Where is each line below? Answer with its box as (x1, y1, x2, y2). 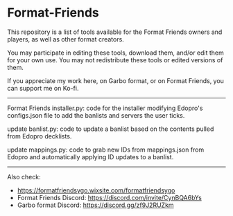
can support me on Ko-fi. (7, 84, 79, 92)
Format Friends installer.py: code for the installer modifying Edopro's (7, 104, 203, 112)
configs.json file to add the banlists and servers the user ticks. (7, 111, 185, 119)
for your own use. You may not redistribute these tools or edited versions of (7, 55, 223, 64)
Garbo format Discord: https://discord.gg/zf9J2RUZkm (17, 201, 175, 209)
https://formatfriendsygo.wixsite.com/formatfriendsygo (17, 186, 175, 195)
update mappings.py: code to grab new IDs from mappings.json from (7, 145, 205, 154)
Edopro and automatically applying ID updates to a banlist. (7, 152, 174, 161)
